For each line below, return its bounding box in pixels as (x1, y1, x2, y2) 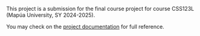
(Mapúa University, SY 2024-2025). (6, 11, 95, 19)
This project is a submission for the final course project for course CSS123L (6, 5, 195, 12)
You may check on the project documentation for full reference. (6, 23, 164, 30)
